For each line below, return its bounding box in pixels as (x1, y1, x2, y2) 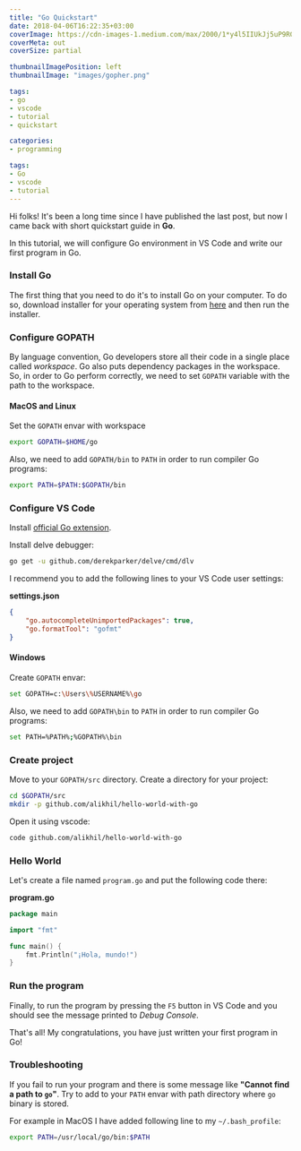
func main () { (9, 941, 63, 950)
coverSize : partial (9, 47, 82, 56)
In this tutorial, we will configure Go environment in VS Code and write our (9, 237, 283, 248)
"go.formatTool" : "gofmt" (25, 624, 123, 633)
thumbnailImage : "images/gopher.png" (9, 71, 150, 81)
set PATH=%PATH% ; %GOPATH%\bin (9, 732, 123, 742)
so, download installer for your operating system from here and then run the (9, 299, 289, 310)
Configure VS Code (9, 502, 96, 514)
